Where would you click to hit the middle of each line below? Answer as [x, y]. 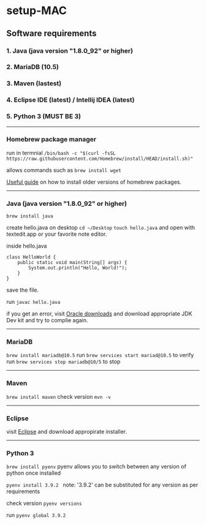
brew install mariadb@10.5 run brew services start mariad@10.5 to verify [100, 355]
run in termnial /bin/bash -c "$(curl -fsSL [61, 153]
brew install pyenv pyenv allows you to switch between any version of [97, 467]
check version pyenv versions [44, 504]
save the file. [22, 290]
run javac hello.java [33, 302]
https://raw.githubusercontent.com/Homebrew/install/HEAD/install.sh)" [100, 159]
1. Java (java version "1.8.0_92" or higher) [70, 51]
